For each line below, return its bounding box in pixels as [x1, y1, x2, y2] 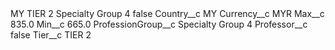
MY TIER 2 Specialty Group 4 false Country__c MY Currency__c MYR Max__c [10, 8, 325, 19]
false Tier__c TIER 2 [10, 29, 92, 41]
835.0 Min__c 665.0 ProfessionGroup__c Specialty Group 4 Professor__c [10, 18, 308, 30]
